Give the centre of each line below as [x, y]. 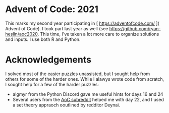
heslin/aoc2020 [21, 34]
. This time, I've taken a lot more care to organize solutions [98, 34]
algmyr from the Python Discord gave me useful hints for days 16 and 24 [88, 94]
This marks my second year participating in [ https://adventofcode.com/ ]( [82, 23]
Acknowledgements [48, 60]
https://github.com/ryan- [135, 28]
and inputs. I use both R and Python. [43, 39]
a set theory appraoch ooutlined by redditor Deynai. [66, 105]
